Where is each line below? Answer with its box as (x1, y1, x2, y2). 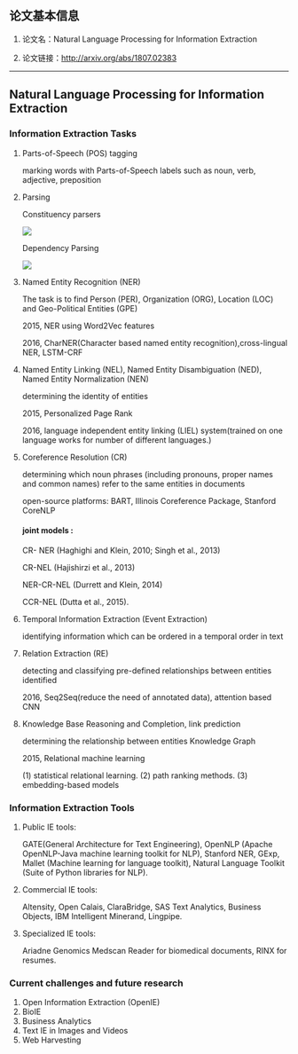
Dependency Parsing (21, 242, 99, 253)
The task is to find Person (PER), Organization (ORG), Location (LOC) (21, 294, 274, 304)
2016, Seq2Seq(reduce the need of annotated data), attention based (21, 691, 272, 703)
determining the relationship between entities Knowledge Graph (21, 735, 255, 746)
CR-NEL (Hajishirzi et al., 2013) (21, 562, 136, 572)
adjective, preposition (21, 174, 102, 185)
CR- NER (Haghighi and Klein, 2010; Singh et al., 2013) (21, 545, 221, 555)
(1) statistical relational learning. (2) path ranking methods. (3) (21, 770, 248, 781)
